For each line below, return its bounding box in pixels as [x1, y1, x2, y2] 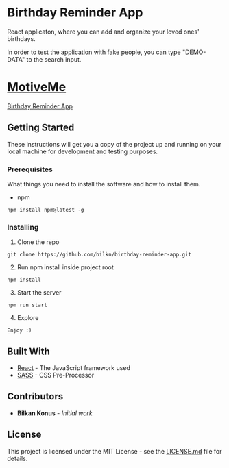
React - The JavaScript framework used [16, 364, 130, 372]
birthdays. [7, 34, 36, 42]
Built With [7, 345, 50, 357]
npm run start [7, 301, 48, 309]
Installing [7, 222, 39, 232]
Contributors [7, 391, 64, 402]
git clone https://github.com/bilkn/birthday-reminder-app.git [7, 251, 192, 258]
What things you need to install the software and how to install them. [7, 180, 201, 188]
